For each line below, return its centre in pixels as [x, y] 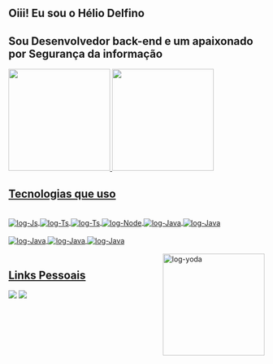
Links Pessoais [47, 275]
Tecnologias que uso [62, 193]
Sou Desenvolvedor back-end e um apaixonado [131, 41]
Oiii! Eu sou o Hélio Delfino [76, 13]
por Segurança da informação [86, 53]
